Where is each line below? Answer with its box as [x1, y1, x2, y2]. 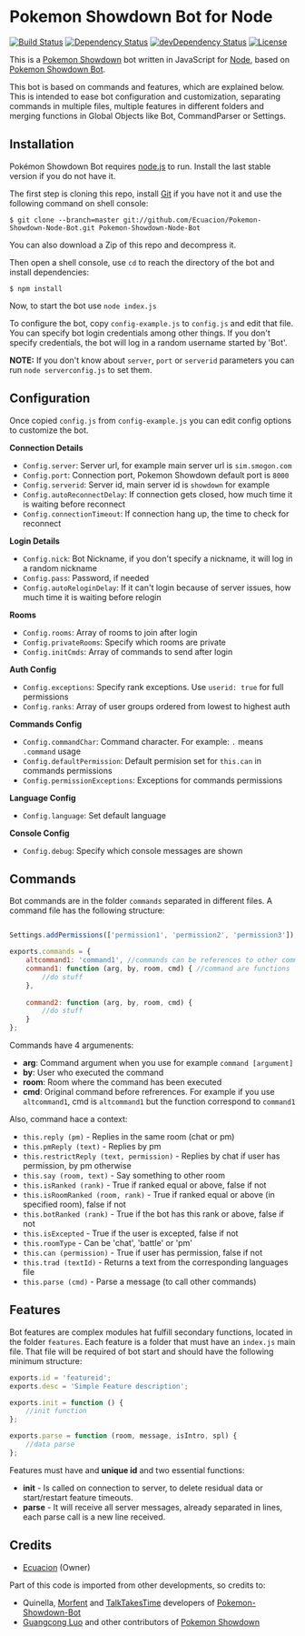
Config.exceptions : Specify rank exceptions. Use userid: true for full [22, 681, 284, 692]
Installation [9, 136, 74, 152]
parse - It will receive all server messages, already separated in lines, [22, 1501, 283, 1512]
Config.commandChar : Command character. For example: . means [22, 736, 263, 747]
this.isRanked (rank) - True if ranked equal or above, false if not [22, 1179, 267, 1190]
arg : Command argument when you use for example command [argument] [22, 1058, 293, 1068]
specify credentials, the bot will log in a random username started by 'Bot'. [9, 336, 288, 347]
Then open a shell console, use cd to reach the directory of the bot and [9, 256, 275, 267]
